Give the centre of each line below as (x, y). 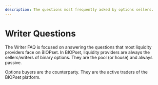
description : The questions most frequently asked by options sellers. (79, 9)
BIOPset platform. (23, 77)
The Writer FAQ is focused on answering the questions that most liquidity (79, 47)
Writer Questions (40, 33)
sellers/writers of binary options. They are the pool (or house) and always (79, 57)
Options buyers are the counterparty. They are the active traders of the (76, 72)
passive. (13, 62)
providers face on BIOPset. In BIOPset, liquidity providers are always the (78, 52)
